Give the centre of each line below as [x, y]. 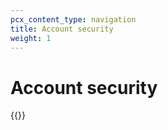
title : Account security [62, 29]
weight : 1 [31, 38]
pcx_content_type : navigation [73, 19]
